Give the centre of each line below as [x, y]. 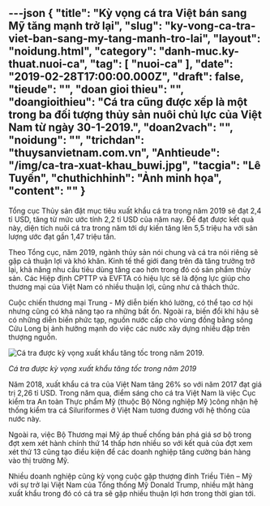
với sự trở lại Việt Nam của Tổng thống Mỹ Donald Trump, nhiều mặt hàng [131, 484]
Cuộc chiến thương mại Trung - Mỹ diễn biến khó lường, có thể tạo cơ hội [131, 302]
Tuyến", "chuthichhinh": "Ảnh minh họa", [115, 178]
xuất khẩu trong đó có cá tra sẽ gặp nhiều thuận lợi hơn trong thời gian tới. [132, 493]
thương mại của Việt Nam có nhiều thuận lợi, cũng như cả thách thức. [124, 287]
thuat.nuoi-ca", [48, 64]
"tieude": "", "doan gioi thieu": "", [96, 90]
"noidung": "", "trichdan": [76, 140]
